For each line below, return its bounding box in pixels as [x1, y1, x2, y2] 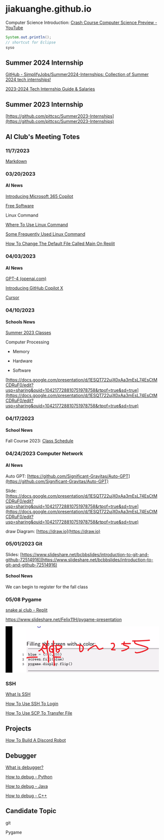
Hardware [12, 358, 33, 364]
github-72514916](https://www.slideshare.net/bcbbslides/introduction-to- [5, 557, 154, 562]
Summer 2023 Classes [5, 330, 52, 336]
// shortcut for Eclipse [5, 40, 56, 45]
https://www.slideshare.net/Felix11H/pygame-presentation [5, 617, 122, 622]
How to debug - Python [5, 774, 53, 780]
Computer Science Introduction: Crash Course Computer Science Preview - [5, 20, 157, 25]
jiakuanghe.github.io [5, 3, 92, 15]
